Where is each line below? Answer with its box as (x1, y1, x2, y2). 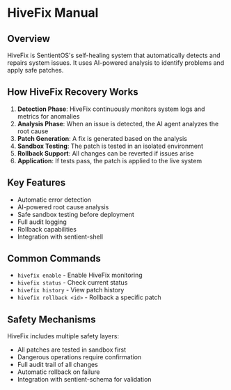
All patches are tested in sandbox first (17, 345, 127, 354)
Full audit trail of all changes (17, 361, 99, 369)
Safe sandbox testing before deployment (17, 210, 134, 218)
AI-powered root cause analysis (17, 202, 109, 211)
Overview (7, 33, 51, 45)
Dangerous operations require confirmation (17, 353, 142, 361)
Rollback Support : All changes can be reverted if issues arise (17, 149, 194, 158)
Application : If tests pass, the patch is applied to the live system (17, 156, 202, 165)
